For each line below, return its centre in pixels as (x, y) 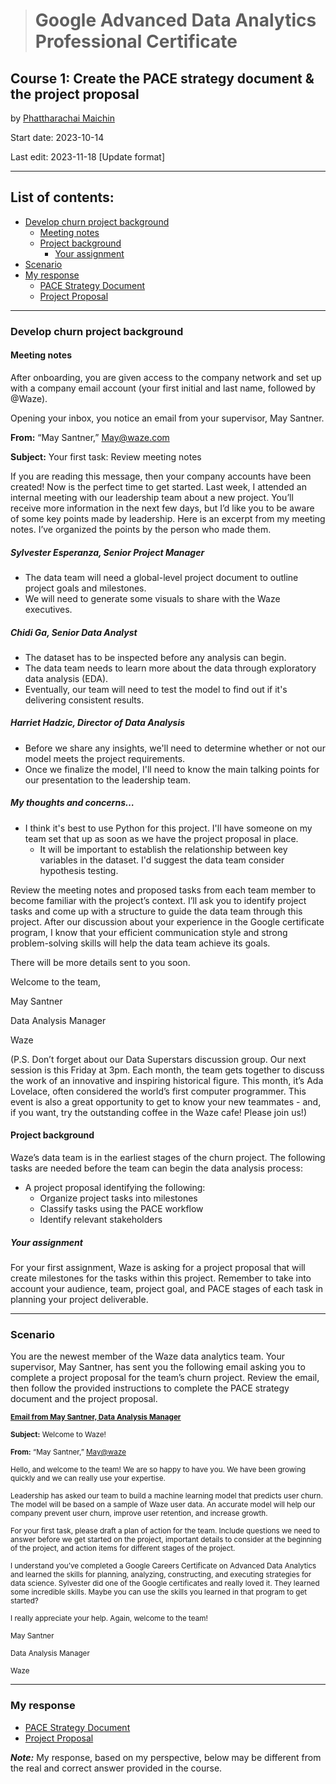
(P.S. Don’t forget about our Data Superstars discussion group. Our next (158, 1059)
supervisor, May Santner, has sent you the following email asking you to (158, 1367)
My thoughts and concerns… (72, 803)
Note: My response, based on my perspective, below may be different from (166, 1757)
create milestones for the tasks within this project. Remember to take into (161, 1278)
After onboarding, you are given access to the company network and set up (166, 377)
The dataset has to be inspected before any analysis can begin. (155, 657)
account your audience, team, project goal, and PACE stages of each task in (167, 1288)
